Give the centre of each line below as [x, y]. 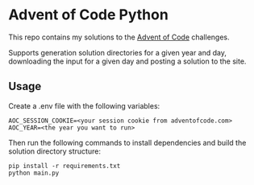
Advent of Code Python [89, 15]
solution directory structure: [54, 151]
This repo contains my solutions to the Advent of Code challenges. [119, 37]
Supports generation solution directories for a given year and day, [118, 52]
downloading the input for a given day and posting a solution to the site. [127, 61]
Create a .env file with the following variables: [84, 105]
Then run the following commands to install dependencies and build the [127, 142]
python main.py [34, 173]
